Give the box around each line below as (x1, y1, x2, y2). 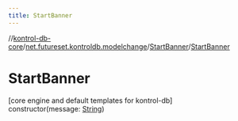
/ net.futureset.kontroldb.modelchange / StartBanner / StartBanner (22, 41, 230, 51)
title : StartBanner (8, 11, 73, 20)
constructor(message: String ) (8, 104, 105, 113)
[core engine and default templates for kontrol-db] (8, 96, 173, 105)
